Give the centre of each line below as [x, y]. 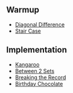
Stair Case [28, 31]
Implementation [37, 50]
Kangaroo [27, 64]
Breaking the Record [40, 77]
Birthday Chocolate [39, 83]
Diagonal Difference [40, 24]
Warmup [23, 10]
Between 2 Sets [35, 71]
